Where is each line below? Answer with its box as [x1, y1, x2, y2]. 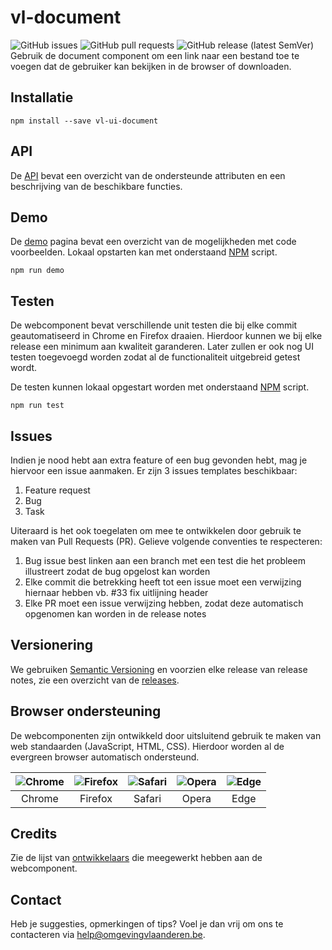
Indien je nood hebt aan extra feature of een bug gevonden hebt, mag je [10, 454, 308, 466]
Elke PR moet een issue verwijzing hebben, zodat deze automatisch [24, 597, 304, 609]
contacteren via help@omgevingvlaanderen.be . [10, 929, 206, 941]
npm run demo [10, 266, 65, 276]
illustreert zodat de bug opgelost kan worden [24, 566, 211, 577]
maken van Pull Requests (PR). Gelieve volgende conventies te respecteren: [10, 536, 323, 547]
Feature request [24, 484, 91, 496]
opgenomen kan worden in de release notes [24, 608, 207, 620]
